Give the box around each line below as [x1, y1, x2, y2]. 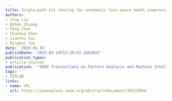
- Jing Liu [5, 17, 29, 22]
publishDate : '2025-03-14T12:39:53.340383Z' [5, 50, 102, 55]
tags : [5, 69, 17, 74]
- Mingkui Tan [5, 41, 36, 46]
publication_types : [5, 55, 47, 60]
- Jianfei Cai [5, 36, 36, 41]
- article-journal [5, 60, 45, 65]
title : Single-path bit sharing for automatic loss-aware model [5, 7, 145, 13]
